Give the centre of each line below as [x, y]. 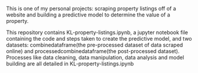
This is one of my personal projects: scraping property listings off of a [91, 9]
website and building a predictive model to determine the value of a [88, 15]
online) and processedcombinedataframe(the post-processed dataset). [93, 51]
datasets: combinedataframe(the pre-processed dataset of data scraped [95, 45]
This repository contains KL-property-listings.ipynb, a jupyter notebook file [97, 32]
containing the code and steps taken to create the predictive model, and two [99, 39]
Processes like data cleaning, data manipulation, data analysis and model [95, 57]
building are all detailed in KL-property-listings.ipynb [70, 64]
